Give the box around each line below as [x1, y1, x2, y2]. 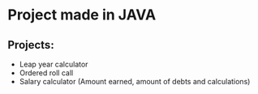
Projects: [7, 38, 54, 52]
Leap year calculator [19, 59, 88, 69]
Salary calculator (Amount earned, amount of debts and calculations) [19, 77, 251, 86]
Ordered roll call [19, 68, 74, 78]
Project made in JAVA [7, 6, 157, 24]
